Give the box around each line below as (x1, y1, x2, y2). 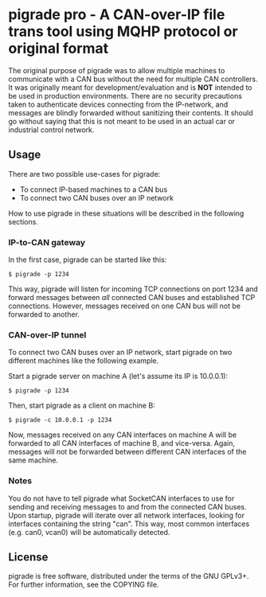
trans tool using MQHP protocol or (8, 22, 238, 41)
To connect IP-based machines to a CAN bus (19, 185, 168, 194)
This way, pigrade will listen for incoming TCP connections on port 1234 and (8, 284, 259, 294)
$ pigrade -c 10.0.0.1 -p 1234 (8, 416, 112, 424)
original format (8, 40, 109, 57)
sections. (8, 217, 38, 226)
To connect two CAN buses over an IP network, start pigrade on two (8, 348, 233, 357)
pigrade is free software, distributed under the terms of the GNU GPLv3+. (8, 572, 249, 581)
